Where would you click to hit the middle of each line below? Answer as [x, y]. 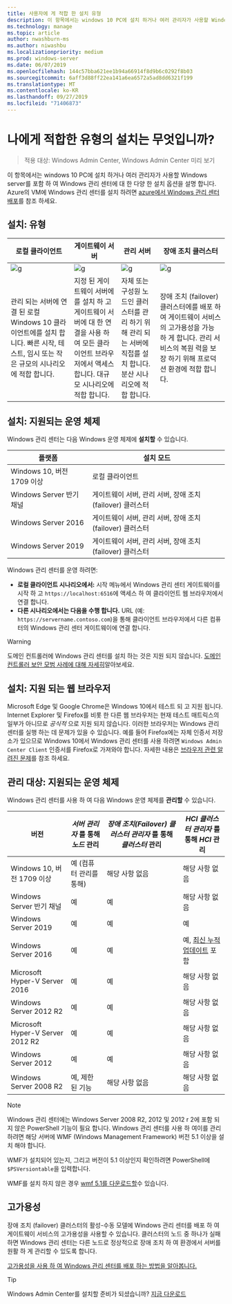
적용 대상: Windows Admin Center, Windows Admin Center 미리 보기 [119, 160]
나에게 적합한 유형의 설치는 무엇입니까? [111, 140]
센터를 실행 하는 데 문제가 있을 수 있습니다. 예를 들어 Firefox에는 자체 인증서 [109, 732]
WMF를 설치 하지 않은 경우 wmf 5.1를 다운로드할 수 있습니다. [88, 1183]
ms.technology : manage [40, 26]
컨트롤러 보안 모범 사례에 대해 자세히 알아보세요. [71, 664]
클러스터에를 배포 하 [190, 307]
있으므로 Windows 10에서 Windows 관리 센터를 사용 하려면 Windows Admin [121, 741]
